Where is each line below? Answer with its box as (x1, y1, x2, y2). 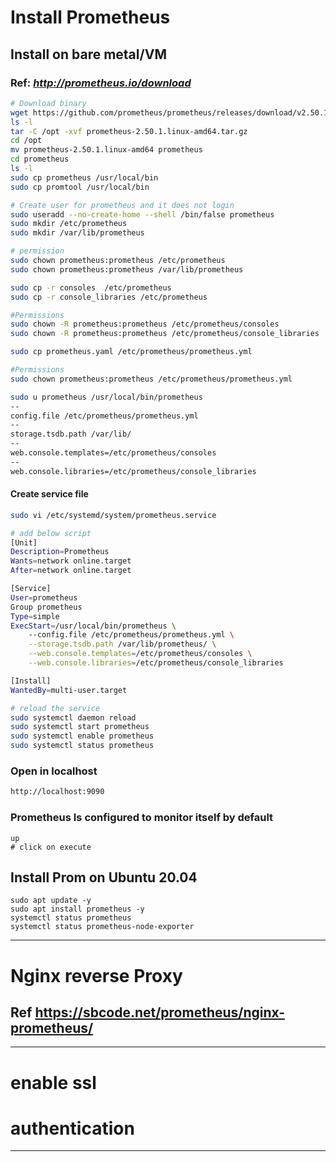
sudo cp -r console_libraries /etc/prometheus (10, 292, 208, 302)
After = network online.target (10, 566, 132, 576)
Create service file (10, 488, 89, 500)
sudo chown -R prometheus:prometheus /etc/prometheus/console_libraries (10, 329, 320, 339)
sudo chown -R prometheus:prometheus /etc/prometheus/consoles (10, 319, 280, 330)
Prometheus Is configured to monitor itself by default (10, 811, 274, 825)
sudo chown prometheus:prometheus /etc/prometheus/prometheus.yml (10, 374, 293, 384)
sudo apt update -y (10, 896, 92, 906)
